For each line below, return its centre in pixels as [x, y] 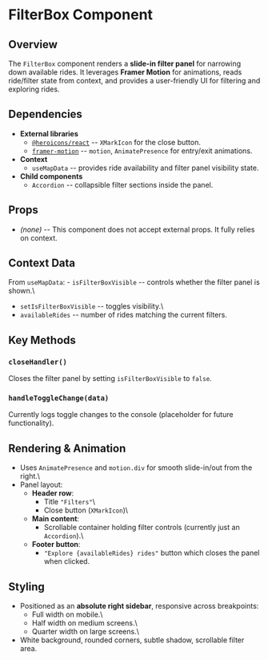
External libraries [49, 133]
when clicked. [67, 561]
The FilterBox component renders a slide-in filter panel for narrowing [125, 63]
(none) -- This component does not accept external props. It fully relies [137, 229]
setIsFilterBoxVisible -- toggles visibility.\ [92, 306]
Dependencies [45, 114]
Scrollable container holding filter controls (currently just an [142, 528]
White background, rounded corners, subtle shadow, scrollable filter [132, 640]
